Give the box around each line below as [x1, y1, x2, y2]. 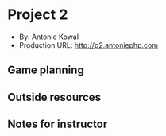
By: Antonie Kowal [18, 32, 79, 41]
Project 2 [7, 6, 68, 24]
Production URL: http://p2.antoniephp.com [18, 40, 159, 49]
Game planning [7, 64, 84, 77]
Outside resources [7, 90, 101, 104]
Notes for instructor [7, 118, 108, 131]
